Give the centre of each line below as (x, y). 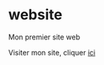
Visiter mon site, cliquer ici (52, 52)
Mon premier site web (44, 37)
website (35, 15)
